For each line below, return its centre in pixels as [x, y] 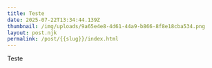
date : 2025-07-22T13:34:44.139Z [54, 20]
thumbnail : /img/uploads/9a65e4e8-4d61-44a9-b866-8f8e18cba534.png [106, 26]
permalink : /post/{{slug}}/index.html [63, 39]
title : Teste [26, 13]
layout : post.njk [32, 33]
